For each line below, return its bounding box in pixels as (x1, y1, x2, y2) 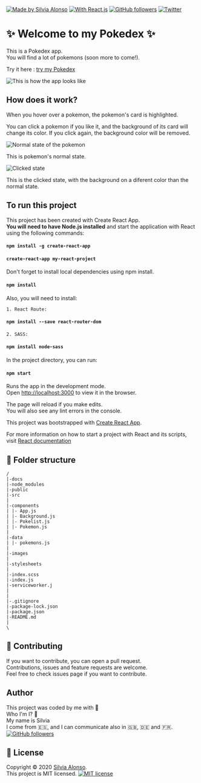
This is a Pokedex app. (6, 47, 63, 55)
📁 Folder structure (6, 455, 76, 465)
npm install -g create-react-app (6, 243, 91, 249)
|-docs (6, 476, 23, 482)
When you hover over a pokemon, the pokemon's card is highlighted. (6, 111, 179, 118)
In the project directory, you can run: (6, 356, 97, 363)
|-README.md (6, 614, 36, 620)
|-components (6, 502, 39, 509)
